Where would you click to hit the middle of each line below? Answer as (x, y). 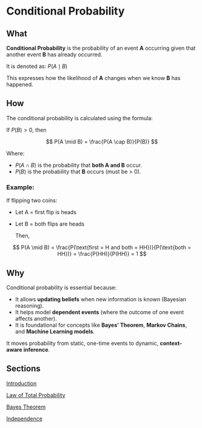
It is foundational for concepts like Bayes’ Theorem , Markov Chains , (101, 325)
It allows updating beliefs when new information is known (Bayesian (101, 299)
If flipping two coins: (32, 201)
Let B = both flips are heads (50, 224)
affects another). (36, 318)
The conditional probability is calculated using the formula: (79, 118)
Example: (20, 187)
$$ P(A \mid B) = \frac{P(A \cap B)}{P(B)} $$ (102, 141)
